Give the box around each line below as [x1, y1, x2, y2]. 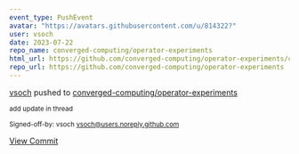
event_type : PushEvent [9, 12, 93, 22]
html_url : [9, 54, 46, 63]
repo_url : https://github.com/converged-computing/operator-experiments [9, 63, 285, 72]
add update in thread [9, 104, 74, 113]
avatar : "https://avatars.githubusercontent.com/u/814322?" [9, 21, 238, 30]
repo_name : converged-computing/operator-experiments [9, 46, 214, 55]
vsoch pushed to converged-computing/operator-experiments [9, 86, 238, 98]
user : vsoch [9, 29, 53, 38]
